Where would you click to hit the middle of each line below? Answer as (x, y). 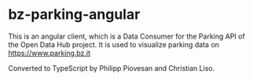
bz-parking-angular (74, 15)
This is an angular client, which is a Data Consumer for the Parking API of (126, 36)
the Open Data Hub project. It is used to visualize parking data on (114, 44)
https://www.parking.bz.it (49, 53)
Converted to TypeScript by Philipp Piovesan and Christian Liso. (112, 68)
